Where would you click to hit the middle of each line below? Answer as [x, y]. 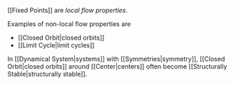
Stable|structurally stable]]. [47, 74]
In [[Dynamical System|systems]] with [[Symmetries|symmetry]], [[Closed [116, 59]
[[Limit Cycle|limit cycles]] [56, 45]
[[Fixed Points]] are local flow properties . [68, 10]
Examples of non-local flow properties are [69, 24]
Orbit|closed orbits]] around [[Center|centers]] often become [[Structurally [117, 66]
